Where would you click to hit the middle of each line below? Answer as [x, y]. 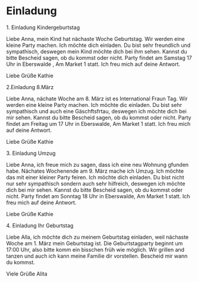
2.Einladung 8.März [30, 87]
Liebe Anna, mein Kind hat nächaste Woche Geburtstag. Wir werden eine [96, 39]
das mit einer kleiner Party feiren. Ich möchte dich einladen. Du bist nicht [95, 177]
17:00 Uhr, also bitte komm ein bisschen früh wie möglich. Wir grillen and [95, 249]
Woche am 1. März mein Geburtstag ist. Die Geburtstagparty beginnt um [95, 243]
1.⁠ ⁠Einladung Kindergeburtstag [43, 27]
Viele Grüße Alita [27, 274]
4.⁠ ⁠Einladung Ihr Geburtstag [40, 225]
